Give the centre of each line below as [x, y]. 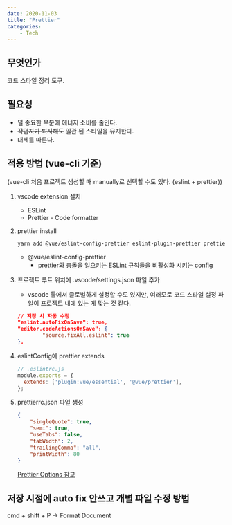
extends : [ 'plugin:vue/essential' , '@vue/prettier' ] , [103, 382]
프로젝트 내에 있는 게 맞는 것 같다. [86, 303]
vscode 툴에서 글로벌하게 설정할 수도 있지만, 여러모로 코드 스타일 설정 [122, 294]
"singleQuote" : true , [61, 422]
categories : [24, 26]
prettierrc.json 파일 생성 [50, 403]
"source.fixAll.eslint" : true [86, 335]
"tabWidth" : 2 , [52, 441]
